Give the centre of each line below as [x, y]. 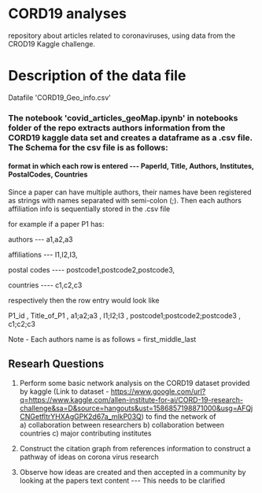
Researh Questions [56, 364]
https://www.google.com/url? [158, 391]
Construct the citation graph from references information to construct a [135, 448]
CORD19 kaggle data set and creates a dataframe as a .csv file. [131, 137]
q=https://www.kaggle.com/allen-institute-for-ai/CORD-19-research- [131, 399]
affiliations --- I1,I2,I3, [43, 254]
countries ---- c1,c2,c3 [45, 285]
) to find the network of [179, 416]
